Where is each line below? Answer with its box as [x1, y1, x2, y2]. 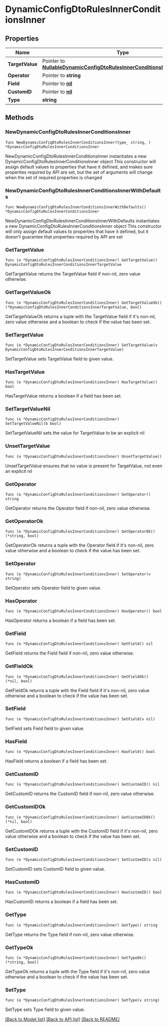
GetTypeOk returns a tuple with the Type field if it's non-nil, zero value [5, 968, 150, 974]
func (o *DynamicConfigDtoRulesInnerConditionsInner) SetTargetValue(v [5, 342, 157, 347]
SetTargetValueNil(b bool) [5, 421, 61, 426]
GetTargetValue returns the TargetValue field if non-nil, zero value [5, 271, 141, 277]
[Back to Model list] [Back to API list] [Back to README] [5, 1016, 120, 1022]
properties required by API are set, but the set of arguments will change [5, 169, 153, 175]
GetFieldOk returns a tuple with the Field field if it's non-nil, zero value [5, 687, 150, 693]
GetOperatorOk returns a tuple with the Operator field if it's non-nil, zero [5, 542, 154, 548]
